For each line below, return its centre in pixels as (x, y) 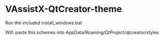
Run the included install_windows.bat (44, 23)
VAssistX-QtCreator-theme (64, 9)
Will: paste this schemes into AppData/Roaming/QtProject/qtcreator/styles (82, 32)
